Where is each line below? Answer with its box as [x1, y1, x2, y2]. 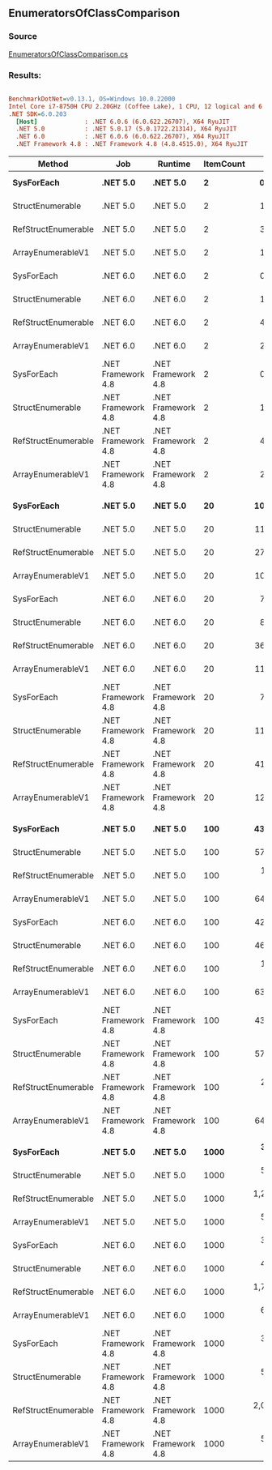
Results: [8, 69, 42, 80]
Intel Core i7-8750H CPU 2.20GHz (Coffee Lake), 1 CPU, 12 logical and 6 [8, 102, 263, 110]
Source [8, 31, 38, 42]
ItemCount [203, 158, 245, 169]
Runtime [157, 158, 191, 169]
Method [37, 158, 69, 169]
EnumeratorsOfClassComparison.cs [8, 49, 128, 59]
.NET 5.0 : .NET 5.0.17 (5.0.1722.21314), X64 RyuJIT [15, 125, 237, 133]
